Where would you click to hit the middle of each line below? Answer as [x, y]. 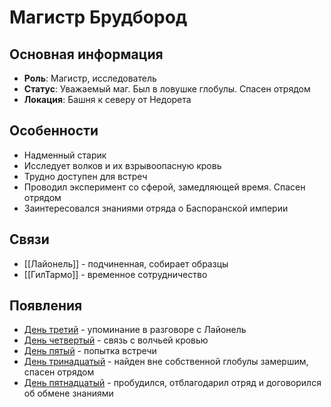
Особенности [54, 131]
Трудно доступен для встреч [85, 176]
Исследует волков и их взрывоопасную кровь [122, 165]
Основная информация [86, 54]
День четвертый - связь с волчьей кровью [116, 340]
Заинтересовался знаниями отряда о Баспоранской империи [156, 208]
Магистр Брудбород [98, 17]
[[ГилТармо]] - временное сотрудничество [115, 274]
